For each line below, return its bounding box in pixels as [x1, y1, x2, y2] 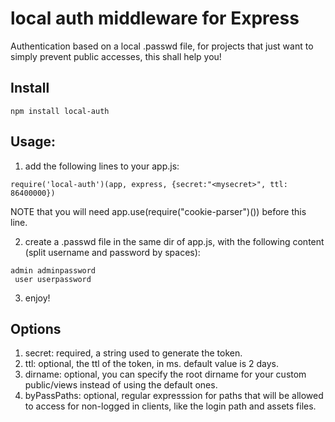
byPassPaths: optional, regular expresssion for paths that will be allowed [24, 390, 324, 402]
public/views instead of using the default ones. [24, 379, 218, 391]
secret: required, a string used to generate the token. [24, 347, 243, 359]
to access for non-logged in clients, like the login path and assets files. [24, 400, 317, 412]
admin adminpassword [10, 265, 97, 276]
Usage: [10, 133, 57, 151]
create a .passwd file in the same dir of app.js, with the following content [24, 235, 325, 247]
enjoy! [24, 292, 51, 304]
